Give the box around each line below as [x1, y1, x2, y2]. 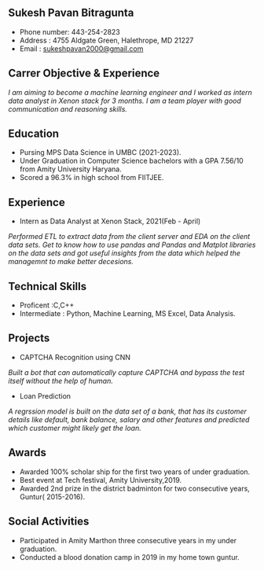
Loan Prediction [19, 391, 71, 400]
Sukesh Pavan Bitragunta [8, 6, 134, 20]
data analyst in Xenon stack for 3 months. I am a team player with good [8, 96, 242, 105]
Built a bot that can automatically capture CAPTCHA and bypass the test [8, 367, 245, 377]
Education [8, 127, 60, 141]
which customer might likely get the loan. [8, 423, 141, 432]
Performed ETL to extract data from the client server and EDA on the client [8, 232, 251, 241]
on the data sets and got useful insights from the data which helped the [8, 248, 241, 258]
